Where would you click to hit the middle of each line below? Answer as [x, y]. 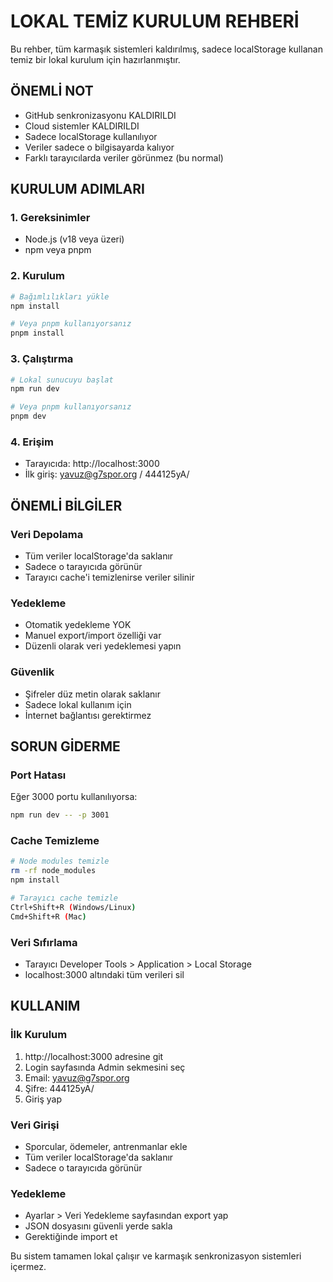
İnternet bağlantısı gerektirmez [88, 715]
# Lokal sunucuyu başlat [62, 380]
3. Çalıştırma [42, 359]
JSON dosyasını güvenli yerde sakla [98, 1226]
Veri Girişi [35, 1125]
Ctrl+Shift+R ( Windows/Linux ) [73, 907]
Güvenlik [32, 672]
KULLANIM [45, 1006]
